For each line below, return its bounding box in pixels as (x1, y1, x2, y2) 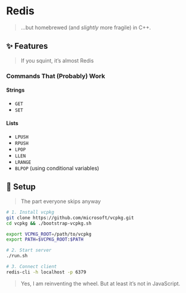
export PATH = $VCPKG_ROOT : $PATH (6, 236, 84, 242)
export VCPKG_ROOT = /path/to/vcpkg (6, 231, 92, 237)
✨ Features (6, 41, 48, 51)
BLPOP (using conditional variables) (14, 165, 99, 172)
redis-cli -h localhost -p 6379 (6, 269, 86, 275)
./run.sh (6, 253, 28, 259)
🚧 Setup (6, 182, 36, 192)
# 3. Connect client (6, 264, 58, 270)
